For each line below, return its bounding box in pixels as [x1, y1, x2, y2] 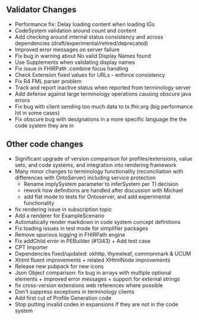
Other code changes [6, 139, 84, 150]
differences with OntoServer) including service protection [14, 174, 156, 181]
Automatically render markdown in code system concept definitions [14, 218, 181, 225]
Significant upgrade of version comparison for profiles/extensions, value [14, 155, 192, 162]
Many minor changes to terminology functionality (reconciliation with [14, 167, 184, 175]
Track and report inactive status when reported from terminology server [14, 83, 191, 91]
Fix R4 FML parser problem [14, 77, 82, 85]
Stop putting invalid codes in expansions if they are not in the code [14, 300, 178, 307]
